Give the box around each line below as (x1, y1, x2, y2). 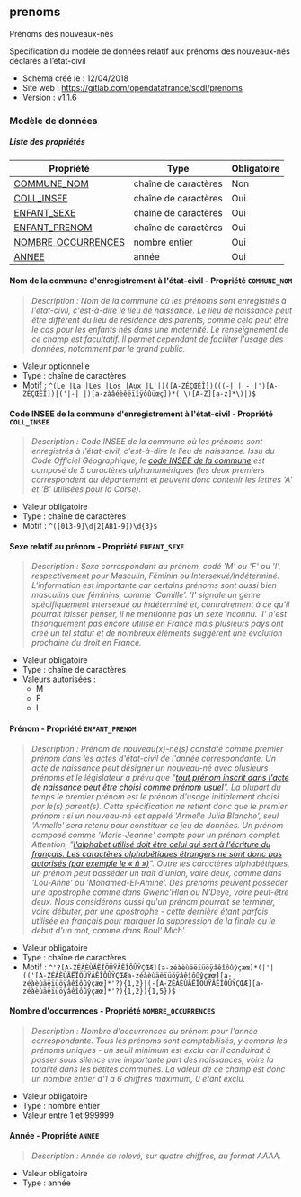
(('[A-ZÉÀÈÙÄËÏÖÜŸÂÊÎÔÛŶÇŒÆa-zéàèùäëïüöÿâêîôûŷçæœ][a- (22, 970, 233, 980)
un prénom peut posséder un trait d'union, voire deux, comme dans (31, 867, 282, 878)
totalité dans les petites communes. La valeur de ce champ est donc (31, 1063, 286, 1075)
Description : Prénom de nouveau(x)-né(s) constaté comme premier (31, 743, 284, 754)
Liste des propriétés (9, 137, 85, 147)
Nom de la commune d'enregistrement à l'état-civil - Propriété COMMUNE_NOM (9, 275, 293, 286)
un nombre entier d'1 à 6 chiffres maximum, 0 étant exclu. (31, 1073, 246, 1084)
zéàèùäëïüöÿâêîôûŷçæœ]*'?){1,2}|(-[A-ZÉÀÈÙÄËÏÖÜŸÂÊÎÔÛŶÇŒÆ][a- (22, 978, 265, 987)
